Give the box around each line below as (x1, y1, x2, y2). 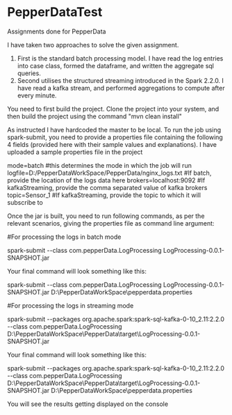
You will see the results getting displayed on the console (7, 400, 169, 408)
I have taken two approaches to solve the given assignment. (7, 40, 179, 49)
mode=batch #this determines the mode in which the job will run (7, 161, 192, 169)
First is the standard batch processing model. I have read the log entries (17, 54, 224, 63)
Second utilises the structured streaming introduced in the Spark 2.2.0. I (17, 76, 224, 84)
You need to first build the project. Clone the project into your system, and (7, 104, 219, 113)
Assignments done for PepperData (7, 27, 106, 36)
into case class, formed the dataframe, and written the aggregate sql (17, 61, 214, 70)
